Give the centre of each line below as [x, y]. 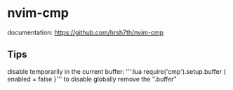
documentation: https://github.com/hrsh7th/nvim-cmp [85, 32]
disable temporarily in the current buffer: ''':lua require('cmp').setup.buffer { [117, 71]
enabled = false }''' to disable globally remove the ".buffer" [92, 79]
